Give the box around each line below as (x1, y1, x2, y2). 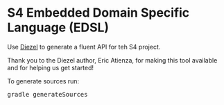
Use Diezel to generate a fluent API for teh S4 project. (7, 42, 161, 51)
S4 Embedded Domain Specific (7, 5, 190, 21)
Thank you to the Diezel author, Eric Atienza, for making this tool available (7, 56, 218, 64)
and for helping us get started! (7, 63, 94, 72)
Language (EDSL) (7, 19, 110, 35)
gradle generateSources (7, 90, 88, 98)
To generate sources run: (7, 76, 80, 85)
